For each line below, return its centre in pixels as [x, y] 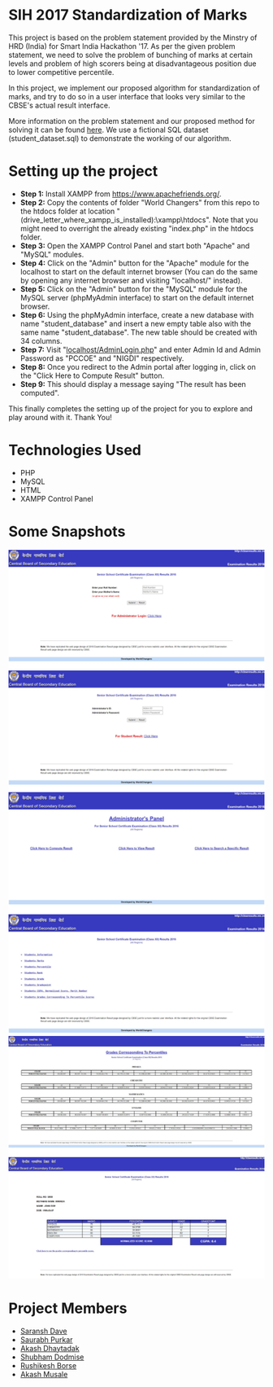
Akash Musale [44, 1374]
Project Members [68, 1308]
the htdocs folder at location [67, 211]
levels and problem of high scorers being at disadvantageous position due [132, 64]
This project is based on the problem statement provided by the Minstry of [133, 37]
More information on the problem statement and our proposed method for [132, 121]
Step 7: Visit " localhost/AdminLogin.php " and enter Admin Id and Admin [141, 349]
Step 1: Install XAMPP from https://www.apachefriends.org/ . [121, 194]
